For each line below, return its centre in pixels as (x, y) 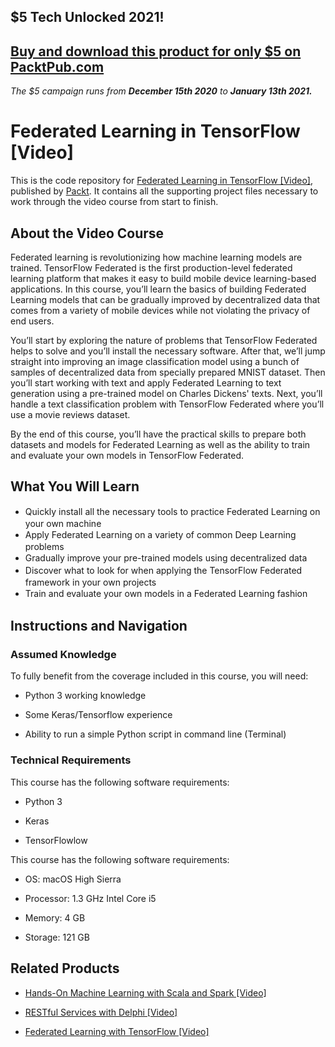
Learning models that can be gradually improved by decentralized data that (165, 299)
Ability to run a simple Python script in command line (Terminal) (155, 734)
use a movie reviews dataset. (70, 414)
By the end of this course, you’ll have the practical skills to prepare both (158, 434)
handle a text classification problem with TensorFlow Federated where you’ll (167, 404)
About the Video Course (87, 233)
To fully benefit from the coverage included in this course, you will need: (159, 676)
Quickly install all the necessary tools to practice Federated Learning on (172, 511)
